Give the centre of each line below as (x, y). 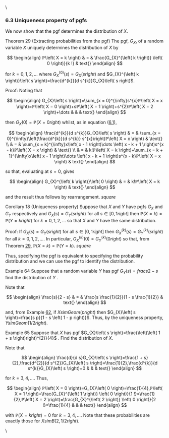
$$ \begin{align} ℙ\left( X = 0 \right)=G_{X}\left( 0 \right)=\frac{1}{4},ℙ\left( (85, 388)
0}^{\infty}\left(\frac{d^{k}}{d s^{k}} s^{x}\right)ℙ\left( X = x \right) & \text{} (85, 139)
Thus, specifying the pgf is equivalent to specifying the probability (74, 256)
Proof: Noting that (24, 90)
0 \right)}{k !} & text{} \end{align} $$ (85, 64)
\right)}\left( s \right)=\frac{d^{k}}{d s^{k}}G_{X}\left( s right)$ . (70, 81)
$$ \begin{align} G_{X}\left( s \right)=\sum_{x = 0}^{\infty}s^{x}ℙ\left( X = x (85, 100)
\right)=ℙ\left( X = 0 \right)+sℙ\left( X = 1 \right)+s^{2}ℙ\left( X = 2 (85, 106)
